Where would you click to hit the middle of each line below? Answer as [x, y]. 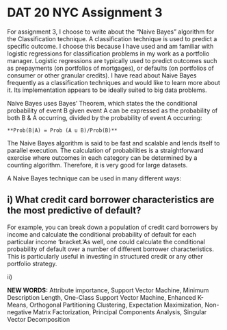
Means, [18, 305]
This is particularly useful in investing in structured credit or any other [105, 256]
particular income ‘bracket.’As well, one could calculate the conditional [106, 241]
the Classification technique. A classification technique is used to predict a [112, 38]
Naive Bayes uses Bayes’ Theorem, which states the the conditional [103, 103]
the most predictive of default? [74, 211]
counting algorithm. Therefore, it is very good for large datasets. [97, 165]
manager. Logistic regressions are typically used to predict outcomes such [112, 60]
